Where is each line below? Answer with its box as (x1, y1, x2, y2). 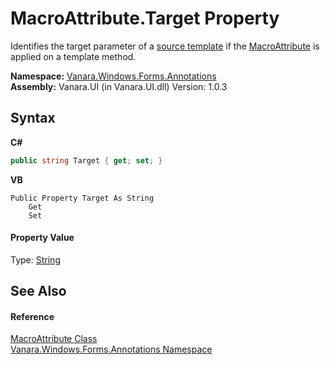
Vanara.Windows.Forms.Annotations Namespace (10, 343, 213, 356)
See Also (10, 283, 67, 300)
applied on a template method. (10, 50, 137, 62)
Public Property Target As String (10, 193, 155, 203)
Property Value (10, 232, 75, 244)
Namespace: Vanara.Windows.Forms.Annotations (10, 70, 217, 82)
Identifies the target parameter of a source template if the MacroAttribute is (10, 40, 320, 52)
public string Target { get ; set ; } (10, 155, 163, 166)
